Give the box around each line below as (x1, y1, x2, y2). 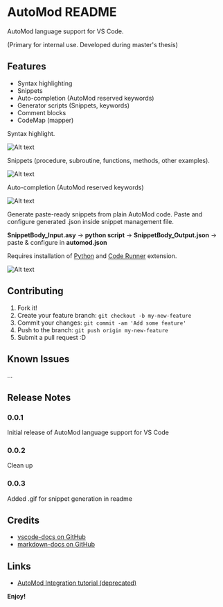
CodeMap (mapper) (17, 116, 74, 124)
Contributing (7, 285, 64, 297)
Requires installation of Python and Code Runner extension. (7, 251, 177, 260)
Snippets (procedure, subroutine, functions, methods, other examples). (7, 156, 210, 164)
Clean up (7, 461, 33, 470)
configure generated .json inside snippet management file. (7, 217, 175, 225)
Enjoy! (7, 592, 26, 601)
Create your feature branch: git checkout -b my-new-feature (17, 311, 192, 319)
